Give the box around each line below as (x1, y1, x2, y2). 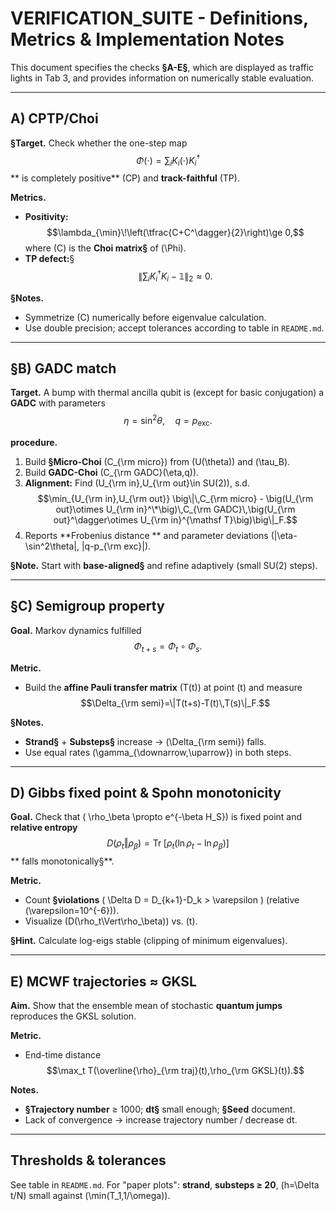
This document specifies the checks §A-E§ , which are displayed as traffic (10, 61, 315, 73)
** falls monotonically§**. (10, 855, 115, 867)
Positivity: (24, 211, 69, 223)
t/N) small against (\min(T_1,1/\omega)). (10, 1189, 171, 1201)
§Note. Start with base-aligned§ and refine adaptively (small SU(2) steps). (10, 559, 318, 571)
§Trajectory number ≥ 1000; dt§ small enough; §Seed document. (24, 1103, 296, 1115)
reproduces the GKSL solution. (10, 1010, 137, 1022)
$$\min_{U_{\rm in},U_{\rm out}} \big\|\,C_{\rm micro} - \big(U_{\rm (37, 492, 314, 504)
